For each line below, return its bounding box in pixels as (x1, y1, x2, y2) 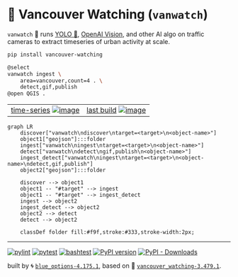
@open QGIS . (7, 90, 46, 98)
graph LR (7, 123, 33, 130)
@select (7, 64, 30, 71)
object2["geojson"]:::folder (20, 166, 106, 174)
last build (86, 106, 117, 115)
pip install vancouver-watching (7, 51, 103, 58)
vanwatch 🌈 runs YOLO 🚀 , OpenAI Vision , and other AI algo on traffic (7, 30, 205, 38)
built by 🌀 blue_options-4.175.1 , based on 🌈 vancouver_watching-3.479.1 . (7, 261, 222, 270)
